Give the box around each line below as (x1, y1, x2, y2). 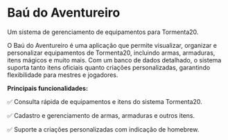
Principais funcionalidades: (7, 84, 89, 92)
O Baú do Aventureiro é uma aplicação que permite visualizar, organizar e (7, 41, 217, 49)
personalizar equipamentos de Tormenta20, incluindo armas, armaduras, (7, 49, 216, 57)
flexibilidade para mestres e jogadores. (7, 71, 119, 79)
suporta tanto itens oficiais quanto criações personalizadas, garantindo (7, 63, 211, 71)
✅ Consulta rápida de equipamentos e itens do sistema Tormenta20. (7, 97, 202, 105)
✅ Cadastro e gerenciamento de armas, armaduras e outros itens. (7, 111, 195, 119)
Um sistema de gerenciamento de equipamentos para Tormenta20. (7, 28, 199, 36)
